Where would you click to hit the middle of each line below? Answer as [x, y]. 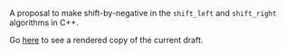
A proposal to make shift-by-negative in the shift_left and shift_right [143, 13]
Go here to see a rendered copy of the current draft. [106, 40]
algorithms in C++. [44, 22]
